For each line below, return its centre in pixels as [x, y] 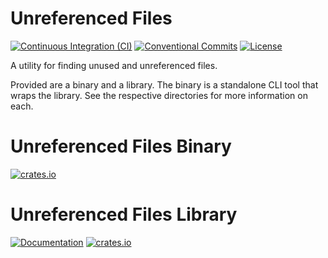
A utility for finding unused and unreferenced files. [114, 65]
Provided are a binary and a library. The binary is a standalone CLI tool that [164, 84]
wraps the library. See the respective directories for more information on [159, 95]
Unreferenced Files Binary [121, 146]
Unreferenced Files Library [124, 214]
